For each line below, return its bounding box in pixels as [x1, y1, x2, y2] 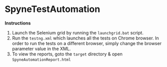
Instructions [5, 20, 31, 26]
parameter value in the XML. [12, 45, 71, 51]
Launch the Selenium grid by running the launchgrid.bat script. [12, 29, 144, 35]
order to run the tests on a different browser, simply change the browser [12, 40, 162, 46]
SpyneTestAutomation [5, 3, 101, 15]
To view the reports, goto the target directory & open [12, 51, 123, 57]
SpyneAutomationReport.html [12, 57, 71, 62]
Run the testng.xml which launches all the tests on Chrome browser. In [12, 35, 159, 41]
